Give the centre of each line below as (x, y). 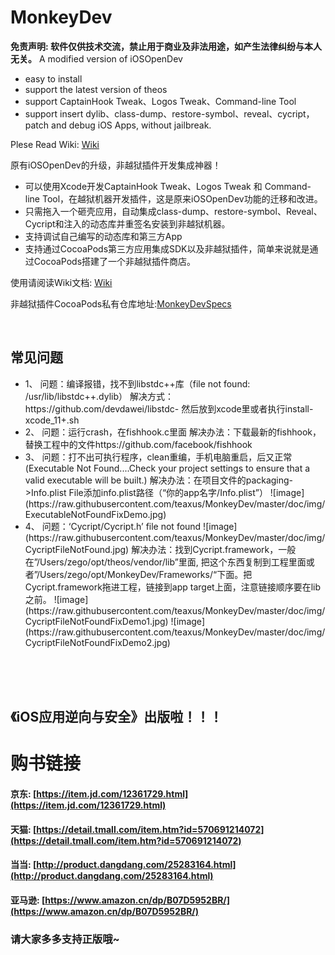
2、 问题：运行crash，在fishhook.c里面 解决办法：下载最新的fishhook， (173, 432)
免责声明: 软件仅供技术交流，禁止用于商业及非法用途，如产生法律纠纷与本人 (166, 46)
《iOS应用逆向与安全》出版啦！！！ (116, 717)
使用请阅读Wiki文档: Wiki (61, 282)
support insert (54, 113)
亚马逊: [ (28, 900)
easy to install (53, 78)
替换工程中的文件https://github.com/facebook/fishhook (138, 444)
